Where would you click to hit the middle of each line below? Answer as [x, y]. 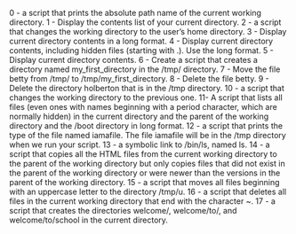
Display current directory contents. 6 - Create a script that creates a [133, 60]
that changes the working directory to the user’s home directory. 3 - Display [148, 31]
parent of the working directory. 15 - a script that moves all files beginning [144, 182]
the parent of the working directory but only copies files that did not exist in [148, 164]
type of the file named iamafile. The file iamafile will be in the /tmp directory [148, 135]
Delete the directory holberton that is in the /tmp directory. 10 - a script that [147, 88]
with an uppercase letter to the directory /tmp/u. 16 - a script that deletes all [148, 191]
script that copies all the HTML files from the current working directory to [143, 154]
